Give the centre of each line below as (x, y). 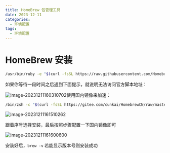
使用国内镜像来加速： (89, 95)
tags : (11, 29)
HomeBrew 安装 (39, 60)
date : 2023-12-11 (24, 15)
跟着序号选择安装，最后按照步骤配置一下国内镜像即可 (61, 125)
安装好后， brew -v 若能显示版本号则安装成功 (52, 145)
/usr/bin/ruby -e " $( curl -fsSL (39, 74)
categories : (18, 19)
